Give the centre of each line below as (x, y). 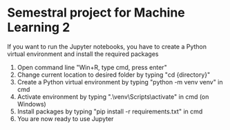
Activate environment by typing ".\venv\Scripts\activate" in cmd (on (113, 96)
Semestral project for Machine (96, 13)
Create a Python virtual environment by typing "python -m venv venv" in (120, 82)
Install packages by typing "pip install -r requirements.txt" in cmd (110, 111)
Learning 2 (39, 27)
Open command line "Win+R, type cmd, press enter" (92, 67)
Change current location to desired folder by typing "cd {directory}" (114, 75)
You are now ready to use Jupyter (65, 118)
